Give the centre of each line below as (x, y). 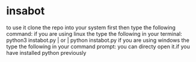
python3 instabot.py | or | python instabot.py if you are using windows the (98, 40)
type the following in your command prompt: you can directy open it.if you (98, 46)
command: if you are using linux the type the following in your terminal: (94, 33)
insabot (26, 11)
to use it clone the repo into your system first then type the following (91, 27)
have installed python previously (46, 52)
